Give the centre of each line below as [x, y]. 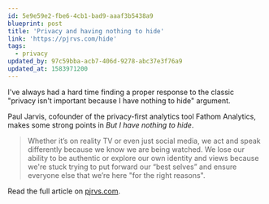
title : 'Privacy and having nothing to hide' [86, 31]
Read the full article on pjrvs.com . [64, 191]
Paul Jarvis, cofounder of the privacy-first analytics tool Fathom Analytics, [132, 116]
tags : [17, 46]
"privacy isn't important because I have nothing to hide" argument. [119, 100]
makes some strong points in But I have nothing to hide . [101, 125]
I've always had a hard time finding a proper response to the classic [121, 92]
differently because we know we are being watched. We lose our [136, 149]
